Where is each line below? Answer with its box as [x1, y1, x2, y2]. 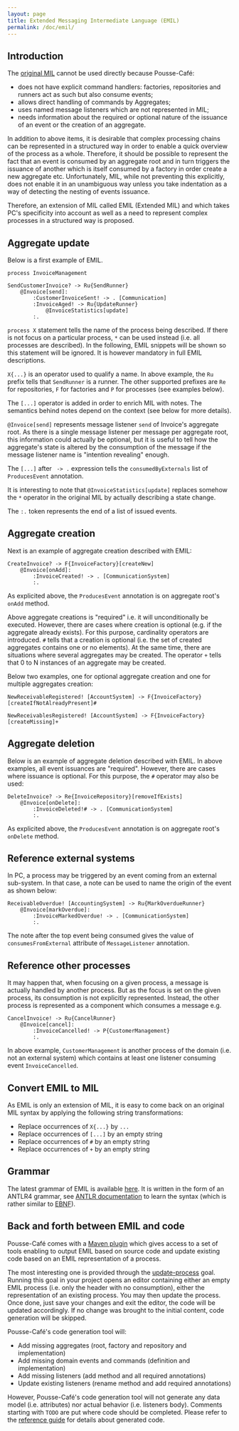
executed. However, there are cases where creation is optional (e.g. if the [7, 620, 223, 629]
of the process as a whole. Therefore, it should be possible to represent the [7, 150, 229, 158]
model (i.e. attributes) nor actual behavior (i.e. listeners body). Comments [7, 1400, 223, 1409]
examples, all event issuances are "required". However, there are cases [7, 764, 216, 773]
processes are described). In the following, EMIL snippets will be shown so [7, 341, 226, 349]
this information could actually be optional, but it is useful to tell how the [7, 435, 218, 444]
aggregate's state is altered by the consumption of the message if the [7, 443, 212, 451]
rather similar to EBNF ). [7, 1200, 76, 1208]
